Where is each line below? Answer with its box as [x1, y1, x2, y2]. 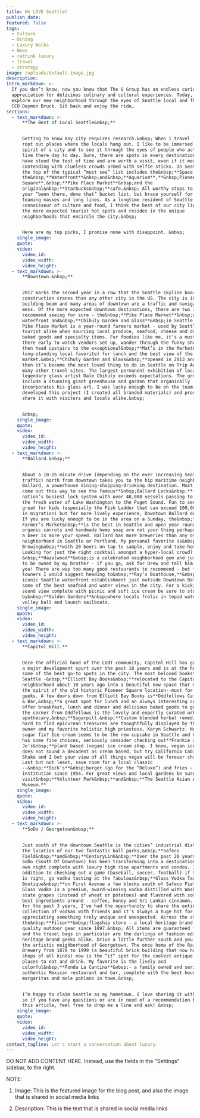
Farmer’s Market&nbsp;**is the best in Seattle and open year [21, 522, 180, 528]
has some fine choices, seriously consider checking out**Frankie [21, 737, 190, 743]
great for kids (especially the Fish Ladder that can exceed [21, 505, 177, 511]
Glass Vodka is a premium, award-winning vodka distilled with [21, 886, 183, 892]
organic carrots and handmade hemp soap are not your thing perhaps [21, 527, 196, 533]
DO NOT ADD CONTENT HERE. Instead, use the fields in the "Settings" [6, 1058, 180, 1065]
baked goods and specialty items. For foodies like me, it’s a [21, 334, 183, 340]
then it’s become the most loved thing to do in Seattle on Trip [21, 362, 187, 368]
